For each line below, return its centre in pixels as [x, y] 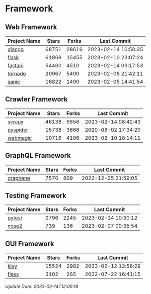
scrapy [16, 121]
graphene [19, 178]
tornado [17, 74]
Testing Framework [36, 196]
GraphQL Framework [38, 155]
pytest [15, 218]
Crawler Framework [37, 99]
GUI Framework [30, 244]
